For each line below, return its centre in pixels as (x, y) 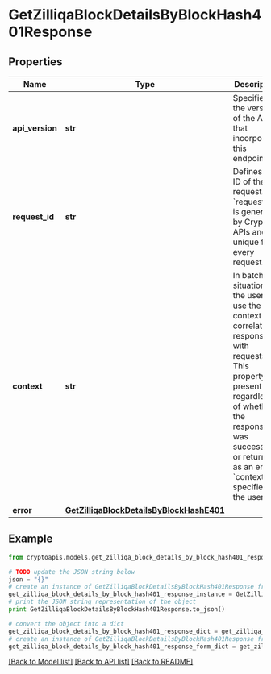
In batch (248, 275)
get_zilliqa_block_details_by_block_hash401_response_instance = (120, 594)
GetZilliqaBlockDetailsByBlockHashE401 (145, 510)
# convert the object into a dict (67, 624)
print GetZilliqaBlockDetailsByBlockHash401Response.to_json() (117, 610)
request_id (33, 217)
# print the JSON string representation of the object (102, 602)
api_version (35, 128)
